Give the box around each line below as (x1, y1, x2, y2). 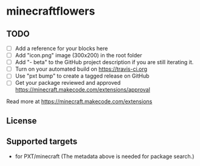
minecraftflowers (6, 4, 95, 18)
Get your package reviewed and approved (15, 79, 121, 87)
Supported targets (6, 136, 78, 147)
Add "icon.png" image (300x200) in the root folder (15, 52, 142, 59)
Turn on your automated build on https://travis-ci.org (15, 65, 148, 73)
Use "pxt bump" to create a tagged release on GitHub (15, 72, 150, 80)
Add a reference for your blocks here (15, 45, 108, 52)
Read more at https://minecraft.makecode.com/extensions (6, 98, 153, 105)
